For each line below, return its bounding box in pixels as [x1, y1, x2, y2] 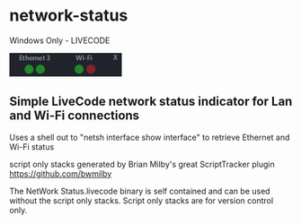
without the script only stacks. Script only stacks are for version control [9, 194, 274, 206]
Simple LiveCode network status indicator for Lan [9, 94, 293, 109]
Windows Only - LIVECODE [9, 35, 111, 46]
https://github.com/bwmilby [9, 168, 112, 179]
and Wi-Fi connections [9, 108, 140, 124]
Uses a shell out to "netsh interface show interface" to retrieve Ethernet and [9, 132, 290, 142]
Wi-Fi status [9, 141, 55, 152]
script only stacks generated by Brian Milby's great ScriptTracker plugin [9, 159, 276, 169]
